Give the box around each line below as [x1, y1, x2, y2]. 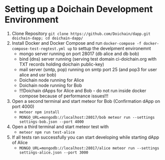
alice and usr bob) [19, 72, 56, 78]
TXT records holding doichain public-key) [19, 61, 105, 67]
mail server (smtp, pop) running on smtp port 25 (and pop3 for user [19, 66, 157, 73]
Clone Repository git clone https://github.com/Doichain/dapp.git [11, 30, 151, 36]
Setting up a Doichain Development [4, 3, 153, 15]
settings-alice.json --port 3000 [19, 150, 89, 155]
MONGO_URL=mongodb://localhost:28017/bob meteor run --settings [19, 115, 155, 120]
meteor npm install [19, 109, 60, 115]
